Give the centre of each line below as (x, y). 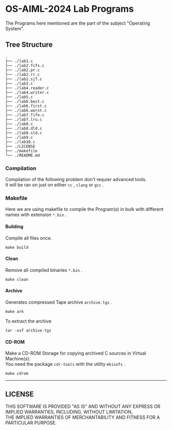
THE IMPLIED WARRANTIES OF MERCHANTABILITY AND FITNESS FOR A (83, 417)
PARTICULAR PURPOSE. (31, 423)
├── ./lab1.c (19, 61)
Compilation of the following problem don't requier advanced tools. (76, 180)
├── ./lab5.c (19, 97)
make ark (15, 311)
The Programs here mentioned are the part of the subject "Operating (78, 23)
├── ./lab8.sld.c (24, 133)
